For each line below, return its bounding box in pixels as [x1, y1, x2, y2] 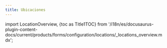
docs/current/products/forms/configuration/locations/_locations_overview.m [5, 31, 163, 37]
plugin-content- [5, 26, 38, 32]
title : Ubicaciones [5, 7, 46, 12]
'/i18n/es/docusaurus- [108, 21, 154, 27]
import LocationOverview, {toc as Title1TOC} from [5, 21, 108, 27]
